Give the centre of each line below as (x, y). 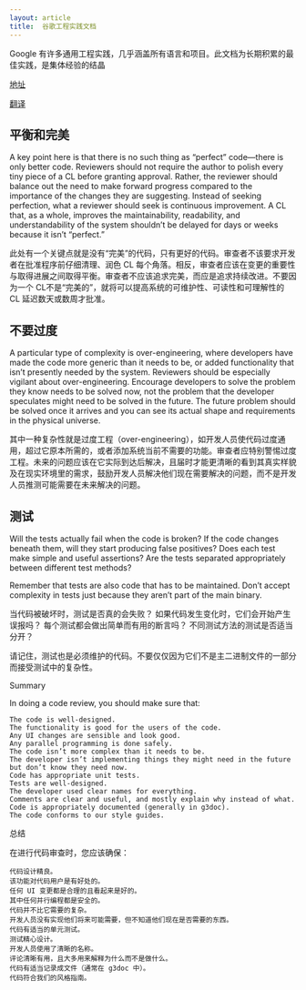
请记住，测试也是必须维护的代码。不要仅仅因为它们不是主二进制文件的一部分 (153, 655)
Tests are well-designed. (58, 783)
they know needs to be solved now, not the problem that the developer (142, 391)
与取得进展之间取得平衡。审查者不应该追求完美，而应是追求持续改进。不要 (149, 276)
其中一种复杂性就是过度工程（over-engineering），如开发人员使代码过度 (143, 439)
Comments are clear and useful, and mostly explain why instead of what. (153, 799)
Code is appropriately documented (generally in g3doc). (120, 807)
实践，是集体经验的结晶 (61, 65)
